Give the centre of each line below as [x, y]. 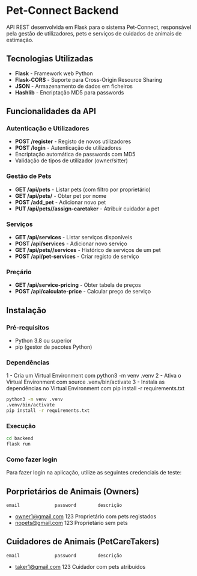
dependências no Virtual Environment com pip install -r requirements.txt [95, 388]
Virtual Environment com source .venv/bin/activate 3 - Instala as [86, 382]
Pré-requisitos [28, 327]
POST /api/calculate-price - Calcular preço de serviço [83, 292]
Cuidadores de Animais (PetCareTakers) [83, 542]
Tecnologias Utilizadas [50, 59]
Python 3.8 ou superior [43, 341]
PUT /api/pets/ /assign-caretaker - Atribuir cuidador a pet [87, 209]
